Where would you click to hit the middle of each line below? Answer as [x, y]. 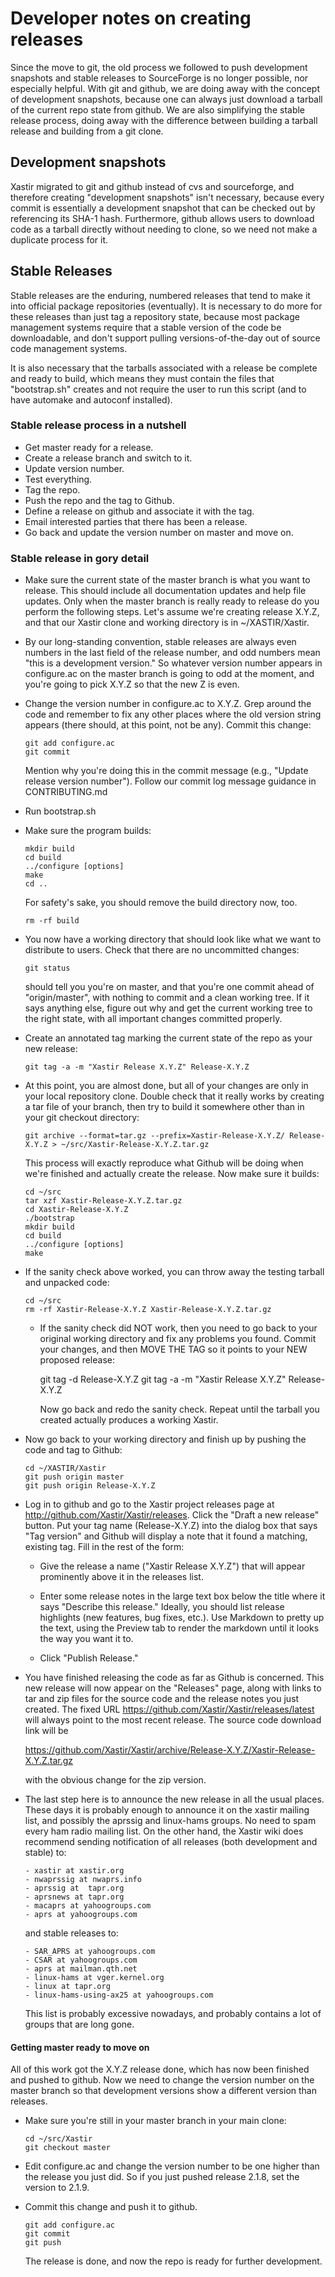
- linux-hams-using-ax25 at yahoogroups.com [119, 1995]
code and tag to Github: [73, 1450]
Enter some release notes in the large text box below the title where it [182, 1596]
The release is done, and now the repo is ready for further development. [173, 2261]
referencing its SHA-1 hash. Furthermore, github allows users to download [162, 218]
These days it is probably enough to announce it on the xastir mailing [167, 1810]
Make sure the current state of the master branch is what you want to [167, 580]
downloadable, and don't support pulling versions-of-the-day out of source [165, 338]
